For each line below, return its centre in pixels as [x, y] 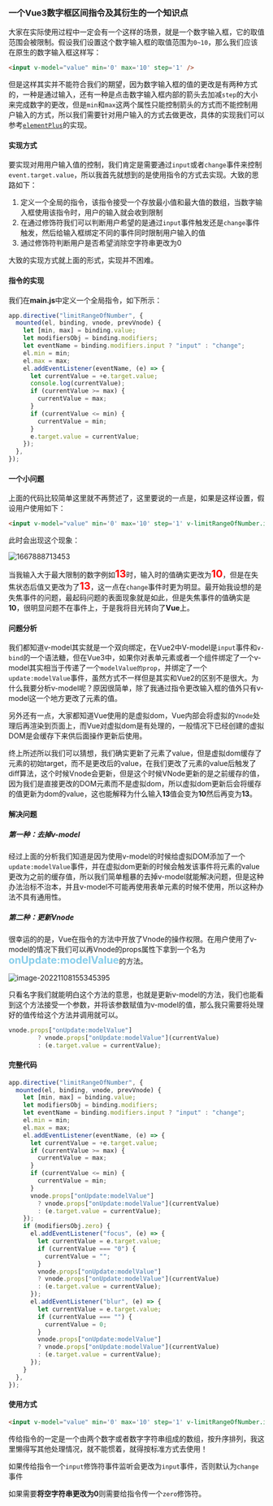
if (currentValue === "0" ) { [87, 1249]
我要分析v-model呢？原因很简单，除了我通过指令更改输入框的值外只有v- [143, 688]
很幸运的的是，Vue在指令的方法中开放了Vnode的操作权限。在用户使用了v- [133, 939]
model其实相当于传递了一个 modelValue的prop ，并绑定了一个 [108, 668]
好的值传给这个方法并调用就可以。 [65, 1015]
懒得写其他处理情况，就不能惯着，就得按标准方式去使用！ [111, 1448]
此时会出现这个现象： [44, 540]
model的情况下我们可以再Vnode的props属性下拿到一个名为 [107, 949]
